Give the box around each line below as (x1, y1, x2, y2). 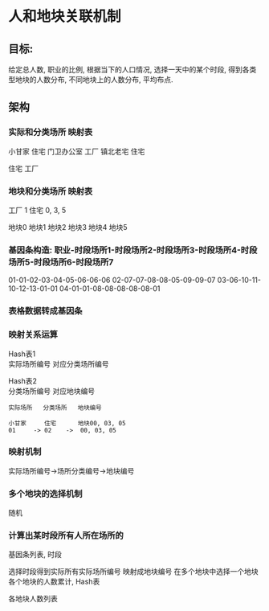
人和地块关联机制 (8, 7, 122, 26)
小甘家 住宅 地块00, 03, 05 (8, 419, 126, 427)
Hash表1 (8, 349, 36, 359)
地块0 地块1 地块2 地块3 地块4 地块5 (8, 222, 128, 232)
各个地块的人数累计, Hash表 (8, 576, 100, 587)
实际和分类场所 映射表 (8, 126, 93, 137)
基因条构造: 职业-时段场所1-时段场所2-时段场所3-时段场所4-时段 (8, 244, 258, 256)
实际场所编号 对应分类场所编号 (8, 359, 109, 368)
